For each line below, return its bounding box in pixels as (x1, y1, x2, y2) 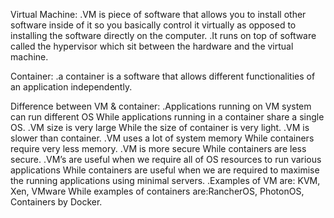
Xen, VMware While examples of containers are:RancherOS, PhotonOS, (10, 185, 305, 197)
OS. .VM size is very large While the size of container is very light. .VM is (10, 122, 310, 133)
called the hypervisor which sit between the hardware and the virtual (10, 40, 294, 52)
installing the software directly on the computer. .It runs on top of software (10, 30, 317, 41)
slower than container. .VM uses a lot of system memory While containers (10, 132, 315, 144)
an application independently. (10, 81, 133, 93)
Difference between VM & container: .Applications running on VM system (10, 100, 312, 112)
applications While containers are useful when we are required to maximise (10, 164, 320, 176)
